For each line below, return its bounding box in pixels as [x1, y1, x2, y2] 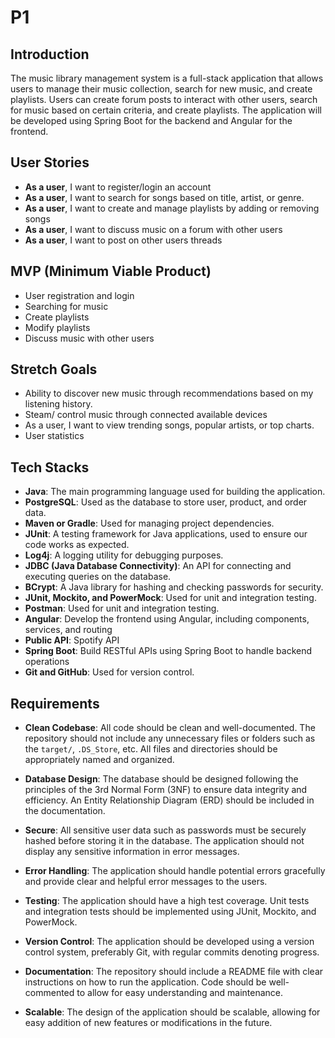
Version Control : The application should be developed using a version [24, 936, 315, 948]
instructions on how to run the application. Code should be [24, 976, 267, 988]
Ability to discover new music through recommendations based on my [24, 387, 314, 400]
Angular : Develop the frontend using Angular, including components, [24, 613, 310, 625]
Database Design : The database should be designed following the [24, 773, 299, 785]
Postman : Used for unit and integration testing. [24, 602, 220, 615]
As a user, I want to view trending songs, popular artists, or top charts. [24, 419, 315, 431]
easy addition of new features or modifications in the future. [24, 1017, 273, 1029]
